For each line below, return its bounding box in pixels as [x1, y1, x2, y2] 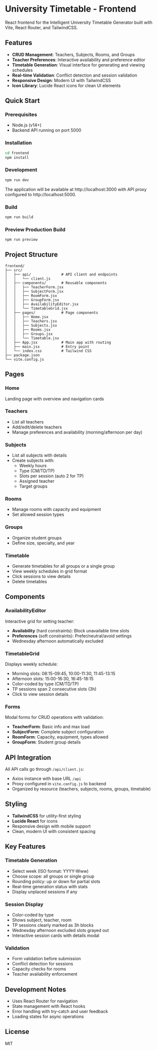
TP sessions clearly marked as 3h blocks [12, 922, 94, 928]
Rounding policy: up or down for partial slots [12, 878, 100, 884]
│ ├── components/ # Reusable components [5, 280, 107, 285]
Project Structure [5, 251, 58, 259]
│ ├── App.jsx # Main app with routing [5, 340, 111, 345]
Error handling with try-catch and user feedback [12, 1008, 108, 1014]
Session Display [5, 901, 43, 908]
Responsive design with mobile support [12, 823, 91, 829]
